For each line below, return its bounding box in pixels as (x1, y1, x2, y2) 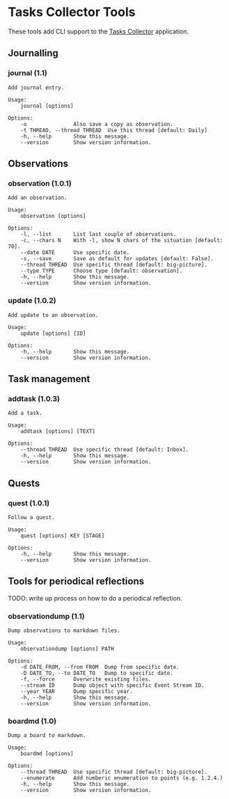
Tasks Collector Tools (8, 4, 136, 20)
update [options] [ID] (20, 330, 86, 337)
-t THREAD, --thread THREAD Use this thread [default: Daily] (20, 127, 208, 134)
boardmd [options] (20, 750, 74, 757)
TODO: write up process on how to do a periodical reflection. (8, 594, 183, 602)
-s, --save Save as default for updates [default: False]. (20, 255, 214, 262)
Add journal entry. (8, 84, 65, 91)
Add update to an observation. (8, 311, 99, 319)
